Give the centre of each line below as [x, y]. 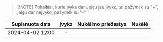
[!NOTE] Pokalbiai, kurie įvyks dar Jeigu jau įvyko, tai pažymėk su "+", [87, 7]
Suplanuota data [31, 24]
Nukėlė [140, 24]
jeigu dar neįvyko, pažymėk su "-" [51, 12]
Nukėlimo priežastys [102, 24]
